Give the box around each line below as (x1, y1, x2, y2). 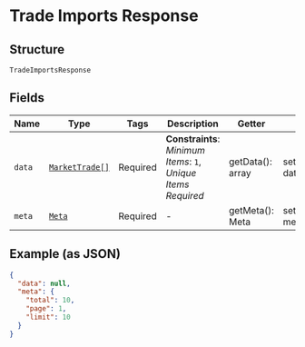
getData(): (228, 155, 272, 168)
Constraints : (165, 133, 221, 145)
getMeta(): (228, 203, 274, 216)
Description (166, 117, 220, 130)
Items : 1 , (165, 155, 202, 168)
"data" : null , (17, 279, 71, 288)
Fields (9, 90, 45, 105)
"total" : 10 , (25, 296, 75, 305)
